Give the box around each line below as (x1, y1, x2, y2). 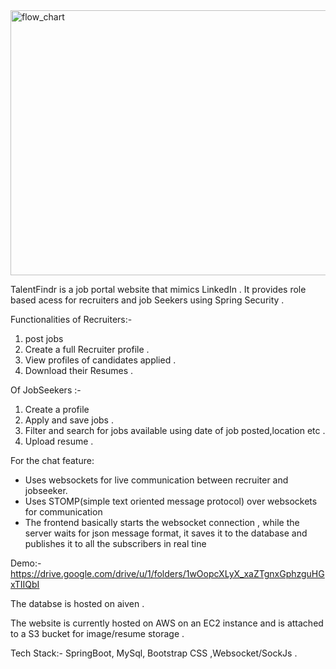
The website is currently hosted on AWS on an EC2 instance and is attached (10, 617, 324, 629)
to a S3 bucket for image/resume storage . (10, 628, 185, 639)
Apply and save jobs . (24, 414, 114, 426)
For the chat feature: (10, 455, 95, 466)
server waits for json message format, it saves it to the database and (24, 527, 308, 539)
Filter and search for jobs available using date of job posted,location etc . (24, 425, 326, 436)
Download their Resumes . (24, 365, 134, 376)
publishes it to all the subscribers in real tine (24, 538, 207, 549)
